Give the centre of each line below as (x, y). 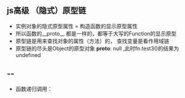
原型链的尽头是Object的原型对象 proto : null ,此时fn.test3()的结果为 (97, 48)
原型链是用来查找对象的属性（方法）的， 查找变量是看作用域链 (92, 41)
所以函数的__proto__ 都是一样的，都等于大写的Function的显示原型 (96, 33)
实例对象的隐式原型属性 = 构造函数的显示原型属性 (76, 26)
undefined (28, 55)
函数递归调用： (34, 88)
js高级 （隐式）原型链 (46, 11)
